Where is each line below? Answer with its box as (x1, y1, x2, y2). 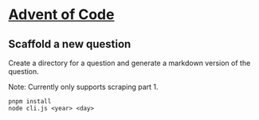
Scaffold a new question (8, 37, 131, 51)
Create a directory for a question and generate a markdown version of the (8, 58, 251, 68)
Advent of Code (8, 6, 115, 24)
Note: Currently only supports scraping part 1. (8, 82, 159, 91)
